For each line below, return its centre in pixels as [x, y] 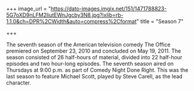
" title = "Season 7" [160, 21]
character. [19, 83]
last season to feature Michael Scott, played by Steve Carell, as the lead [94, 76]
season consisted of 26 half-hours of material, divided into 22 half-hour [94, 57]
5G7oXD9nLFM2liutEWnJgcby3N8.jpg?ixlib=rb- [65, 15]
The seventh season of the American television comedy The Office [88, 45]
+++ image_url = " [29, 9]
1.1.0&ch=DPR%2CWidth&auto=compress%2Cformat [72, 21]
